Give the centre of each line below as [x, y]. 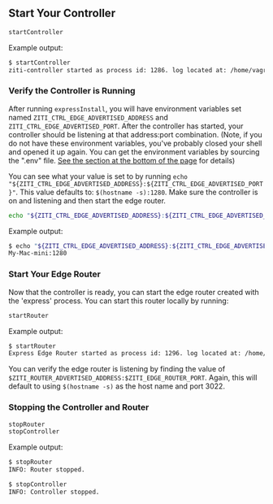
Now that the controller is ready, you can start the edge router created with [134, 292]
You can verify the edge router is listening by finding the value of [117, 369]
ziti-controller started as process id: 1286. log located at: [118, 70]
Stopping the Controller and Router [79, 407]
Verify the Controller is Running [72, 91]
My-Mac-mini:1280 [38, 254]
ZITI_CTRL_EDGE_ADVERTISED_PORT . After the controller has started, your [126, 126]
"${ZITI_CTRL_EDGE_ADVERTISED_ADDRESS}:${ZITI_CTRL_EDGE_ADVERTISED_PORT [136, 184]
